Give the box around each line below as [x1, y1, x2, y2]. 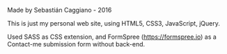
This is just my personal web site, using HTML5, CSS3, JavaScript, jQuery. [7, 19, 221, 27]
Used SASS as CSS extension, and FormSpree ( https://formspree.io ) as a [7, 33, 217, 41]
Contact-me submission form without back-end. [7, 40, 146, 48]
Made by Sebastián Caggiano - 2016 [7, 6, 112, 14]
